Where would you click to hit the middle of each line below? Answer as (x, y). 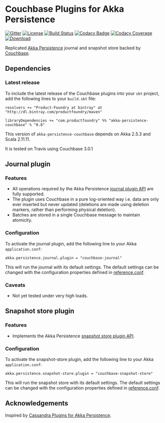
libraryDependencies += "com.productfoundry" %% (56, 121)
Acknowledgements (37, 404)
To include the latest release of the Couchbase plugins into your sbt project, (82, 93)
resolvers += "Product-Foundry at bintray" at (54, 107)
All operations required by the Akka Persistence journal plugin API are (83, 189)
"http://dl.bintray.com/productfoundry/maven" (54, 112)
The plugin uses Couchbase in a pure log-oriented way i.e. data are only (85, 199)
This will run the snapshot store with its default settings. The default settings (83, 383)
